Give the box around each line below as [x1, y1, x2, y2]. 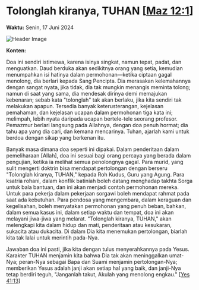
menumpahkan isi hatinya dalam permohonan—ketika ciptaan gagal [6, 71, 172, 78]
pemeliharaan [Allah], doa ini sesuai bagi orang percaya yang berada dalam [6, 152, 191, 159]
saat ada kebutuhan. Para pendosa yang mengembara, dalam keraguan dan [6, 196, 192, 203]
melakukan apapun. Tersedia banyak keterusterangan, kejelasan [6, 102, 164, 109]
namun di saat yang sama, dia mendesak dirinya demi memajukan [6, 90, 168, 97]
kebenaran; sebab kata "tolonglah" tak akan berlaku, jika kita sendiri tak [6, 96, 182, 103]
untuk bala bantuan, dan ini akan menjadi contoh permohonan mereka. [6, 183, 179, 191]
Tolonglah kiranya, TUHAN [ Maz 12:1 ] [6, 4, 194, 18]
